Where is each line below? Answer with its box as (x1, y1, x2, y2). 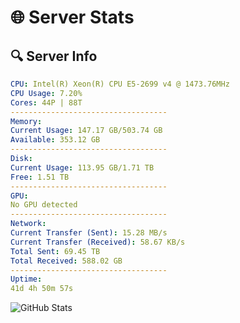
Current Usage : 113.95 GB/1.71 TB (10, 162, 155, 173)
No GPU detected (10, 200, 78, 210)
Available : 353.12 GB (10, 135, 101, 145)
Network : (10, 219, 47, 229)
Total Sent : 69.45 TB (10, 246, 101, 256)
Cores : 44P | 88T (10, 97, 83, 108)
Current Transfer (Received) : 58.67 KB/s (10, 237, 186, 247)
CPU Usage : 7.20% (10, 88, 83, 98)
